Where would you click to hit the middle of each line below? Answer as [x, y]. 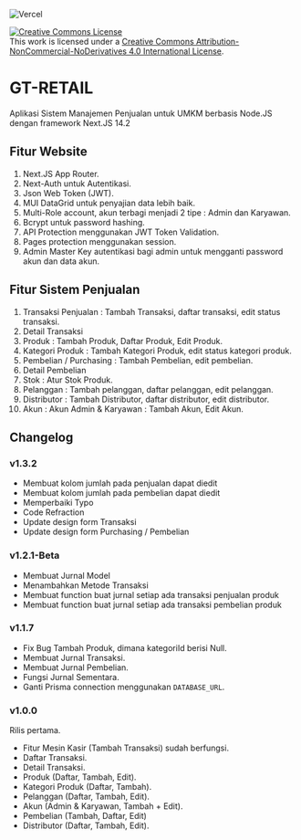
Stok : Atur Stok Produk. [68, 380]
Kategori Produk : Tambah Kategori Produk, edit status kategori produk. [157, 351]
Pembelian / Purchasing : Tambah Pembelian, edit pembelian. [138, 360]
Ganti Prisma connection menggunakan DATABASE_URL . [124, 687]
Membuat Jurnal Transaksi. [74, 657]
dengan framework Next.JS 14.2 [70, 122]
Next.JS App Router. [61, 173]
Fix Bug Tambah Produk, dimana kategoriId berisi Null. [125, 647]
